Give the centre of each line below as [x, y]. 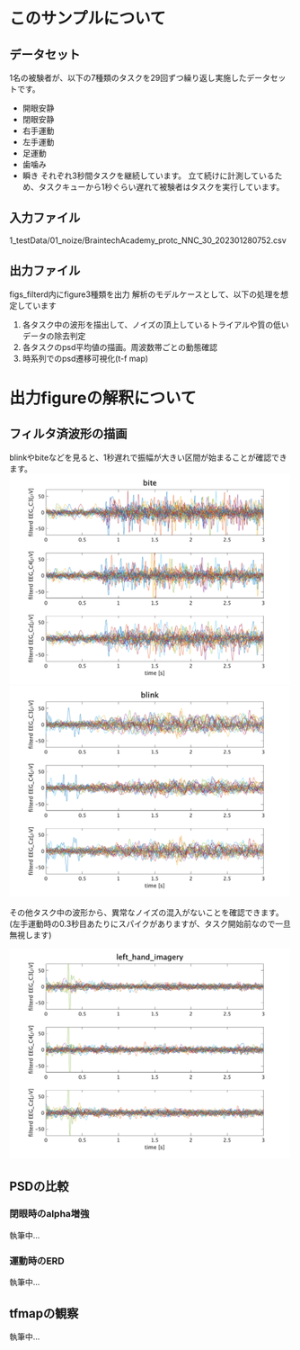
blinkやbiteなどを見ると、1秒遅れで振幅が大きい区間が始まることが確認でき [148, 457]
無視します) [31, 935]
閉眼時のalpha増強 [49, 1214]
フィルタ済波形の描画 [68, 434]
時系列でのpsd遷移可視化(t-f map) [85, 358]
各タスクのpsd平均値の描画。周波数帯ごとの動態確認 [120, 346]
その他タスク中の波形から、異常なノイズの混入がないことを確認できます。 [147, 912]
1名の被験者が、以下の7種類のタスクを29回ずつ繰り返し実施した [128, 78]
